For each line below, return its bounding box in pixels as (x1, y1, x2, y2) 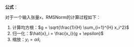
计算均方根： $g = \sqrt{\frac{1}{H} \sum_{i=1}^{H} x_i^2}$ (12, 24, 130, 30)
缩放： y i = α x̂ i (12, 36, 41, 43)
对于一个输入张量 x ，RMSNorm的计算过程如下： (5, 14, 101, 20)
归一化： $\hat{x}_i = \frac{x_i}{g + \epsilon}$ (12, 31, 104, 36)
